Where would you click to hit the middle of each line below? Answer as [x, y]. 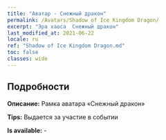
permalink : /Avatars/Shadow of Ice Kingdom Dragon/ [83, 20]
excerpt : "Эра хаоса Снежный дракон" [63, 26]
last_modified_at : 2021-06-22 [51, 33]
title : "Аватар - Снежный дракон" [57, 14]
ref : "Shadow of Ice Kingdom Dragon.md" [66, 46]
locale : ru [23, 40]
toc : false [23, 53]
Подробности [38, 87]
